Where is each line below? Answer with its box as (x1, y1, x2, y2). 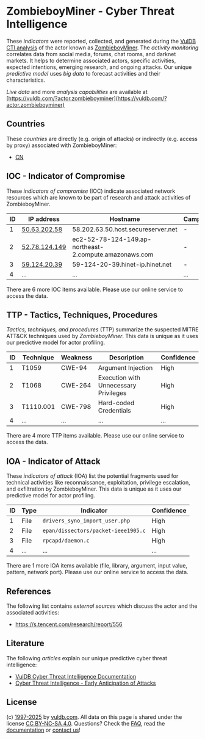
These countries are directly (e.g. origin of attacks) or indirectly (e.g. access (6, 135, 198, 142)
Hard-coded (98, 398, 135, 407)
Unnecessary (98, 381, 137, 390)
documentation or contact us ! (6, 726, 81, 734)
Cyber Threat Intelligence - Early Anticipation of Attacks (15, 679, 156, 687)
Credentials (98, 406, 131, 415)
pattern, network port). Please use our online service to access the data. (6, 569, 189, 576)
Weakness (60, 353, 93, 362)
